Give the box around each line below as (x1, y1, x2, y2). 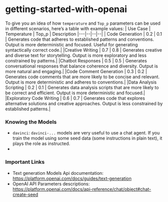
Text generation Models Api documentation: (12, 170, 104, 176)
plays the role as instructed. (12, 141, 70, 147)
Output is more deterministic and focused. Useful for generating (5, 41, 138, 47)
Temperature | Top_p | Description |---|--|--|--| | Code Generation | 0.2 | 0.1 (5, 31, 162, 37)
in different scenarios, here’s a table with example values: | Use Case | (5, 25, 151, 31)
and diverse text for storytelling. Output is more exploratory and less (5, 52, 147, 58)
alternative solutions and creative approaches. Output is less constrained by (5, 100, 163, 106)
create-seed (12, 191, 39, 197)
